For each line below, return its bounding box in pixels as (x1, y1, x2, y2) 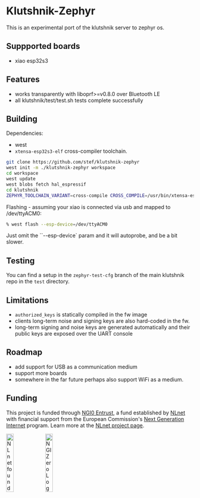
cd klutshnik (6, 187, 39, 193)
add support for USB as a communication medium (14, 363, 138, 370)
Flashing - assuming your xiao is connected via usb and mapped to (6, 203, 171, 210)
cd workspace (6, 170, 39, 177)
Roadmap (6, 348, 43, 358)
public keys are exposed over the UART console (14, 330, 133, 337)
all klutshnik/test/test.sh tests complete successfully (14, 97, 143, 104)
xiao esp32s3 (14, 57, 49, 64)
